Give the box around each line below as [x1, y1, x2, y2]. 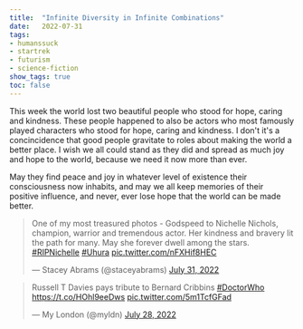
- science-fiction [9, 64, 79, 73]
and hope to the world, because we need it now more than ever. [9, 153, 248, 164]
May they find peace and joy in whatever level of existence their [9, 171, 248, 182]
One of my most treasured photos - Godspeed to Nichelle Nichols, [31, 218, 279, 228]
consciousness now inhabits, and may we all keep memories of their [9, 180, 264, 191]
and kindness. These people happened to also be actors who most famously [9, 115, 295, 126]
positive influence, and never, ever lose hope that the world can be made [9, 190, 281, 201]
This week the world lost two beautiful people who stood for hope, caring [9, 105, 283, 116]
